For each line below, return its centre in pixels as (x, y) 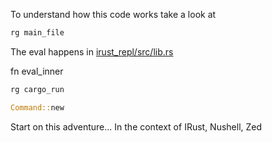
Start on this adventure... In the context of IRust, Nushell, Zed (136, 126)
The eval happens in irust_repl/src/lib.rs (92, 51)
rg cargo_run (37, 89)
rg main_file (37, 33)
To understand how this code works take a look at (113, 14)
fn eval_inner (37, 71)
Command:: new (37, 107)
